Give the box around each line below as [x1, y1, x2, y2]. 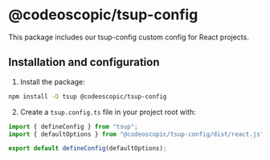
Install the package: [19, 76, 86, 86]
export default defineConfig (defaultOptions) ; [8, 145, 167, 153]
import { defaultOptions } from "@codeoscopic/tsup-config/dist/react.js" [8, 130, 264, 138]
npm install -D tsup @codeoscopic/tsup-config [8, 92, 167, 101]
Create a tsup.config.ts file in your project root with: [19, 107, 197, 117]
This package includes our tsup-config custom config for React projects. [8, 32, 249, 42]
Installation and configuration [8, 55, 160, 69]
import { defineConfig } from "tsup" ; [8, 122, 138, 130]
